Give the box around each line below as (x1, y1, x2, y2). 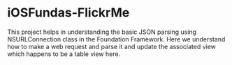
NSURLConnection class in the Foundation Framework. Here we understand (7, 35, 226, 43)
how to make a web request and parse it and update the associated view (7, 42, 217, 50)
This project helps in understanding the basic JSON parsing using (7, 28, 197, 36)
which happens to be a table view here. (7, 50, 121, 58)
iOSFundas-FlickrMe (7, 5, 130, 21)
